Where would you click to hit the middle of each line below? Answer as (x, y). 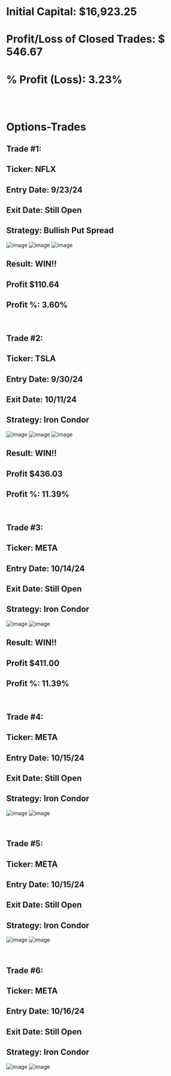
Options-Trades (46, 127)
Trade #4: (25, 717)
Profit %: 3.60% (37, 305)
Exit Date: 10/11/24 (41, 399)
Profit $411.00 (33, 663)
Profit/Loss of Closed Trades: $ (85, 39)
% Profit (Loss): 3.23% (64, 79)
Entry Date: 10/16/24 (46, 1011)
